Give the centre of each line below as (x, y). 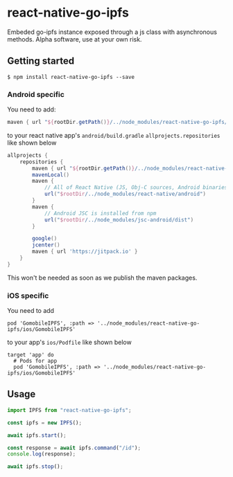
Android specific (36, 94)
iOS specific (28, 296)
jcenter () (46, 245)
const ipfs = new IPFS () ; (44, 423)
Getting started (41, 61)
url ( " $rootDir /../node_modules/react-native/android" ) (125, 194)
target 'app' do (31, 355)
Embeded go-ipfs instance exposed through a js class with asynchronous (112, 32)
